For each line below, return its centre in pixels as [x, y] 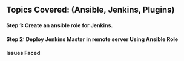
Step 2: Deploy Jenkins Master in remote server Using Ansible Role [92, 39]
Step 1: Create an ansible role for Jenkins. [60, 25]
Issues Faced [23, 53]
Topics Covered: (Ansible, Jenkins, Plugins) [90, 10]
